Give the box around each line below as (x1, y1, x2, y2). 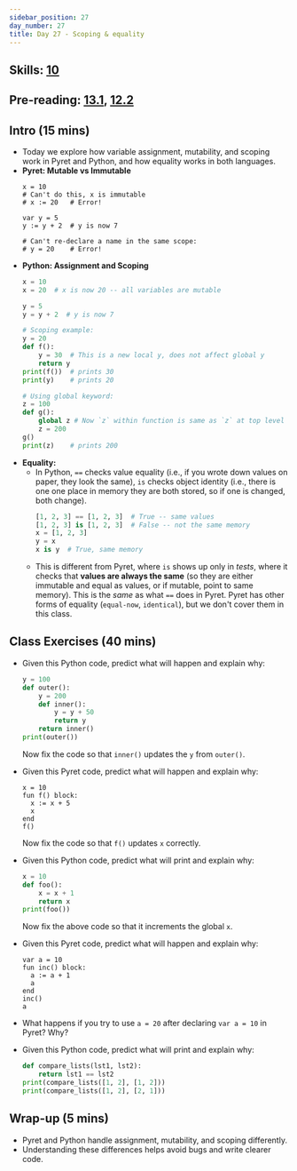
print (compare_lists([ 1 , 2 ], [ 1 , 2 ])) (21, 1079, 166, 1087)
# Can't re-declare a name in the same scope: (21, 236, 198, 245)
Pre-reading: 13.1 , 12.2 (9, 92, 135, 108)
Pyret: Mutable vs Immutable (21, 165, 131, 176)
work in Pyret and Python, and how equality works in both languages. (21, 155, 277, 166)
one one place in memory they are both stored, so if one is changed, (35, 485, 285, 496)
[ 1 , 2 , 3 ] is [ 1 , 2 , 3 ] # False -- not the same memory (35, 521, 251, 530)
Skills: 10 (9, 62, 59, 77)
